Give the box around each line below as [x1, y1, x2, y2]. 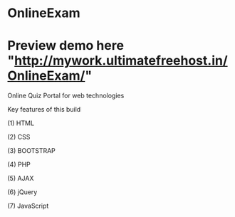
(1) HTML [7, 119, 34, 127]
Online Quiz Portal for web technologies [7, 91, 125, 100]
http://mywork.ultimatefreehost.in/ [14, 53, 228, 69]
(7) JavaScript [7, 201, 49, 211]
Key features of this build [7, 105, 81, 114]
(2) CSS [7, 133, 31, 142]
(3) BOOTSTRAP [7, 147, 56, 155]
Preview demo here [7, 38, 125, 54]
